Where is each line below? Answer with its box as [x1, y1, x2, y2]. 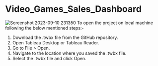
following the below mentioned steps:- [5, 25, 84, 31]
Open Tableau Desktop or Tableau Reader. [12, 39, 99, 45]
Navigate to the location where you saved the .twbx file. [12, 50, 127, 56]
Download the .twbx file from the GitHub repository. [12, 34, 118, 40]
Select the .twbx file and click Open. [12, 55, 86, 61]
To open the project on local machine [77, 20, 153, 26]
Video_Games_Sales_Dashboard [5, 3, 142, 15]
